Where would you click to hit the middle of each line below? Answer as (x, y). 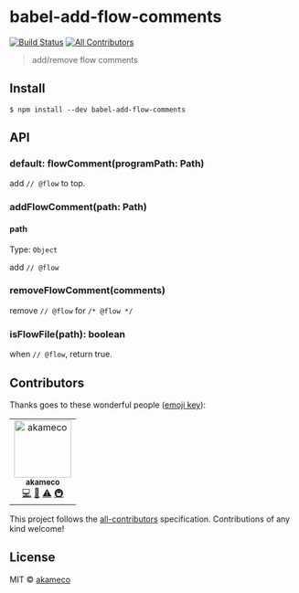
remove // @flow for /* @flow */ (71, 310)
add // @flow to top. (48, 184)
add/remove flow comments (85, 59)
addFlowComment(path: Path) (79, 207)
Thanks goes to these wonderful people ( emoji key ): (108, 405)
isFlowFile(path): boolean (68, 334)
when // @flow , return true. (61, 355)
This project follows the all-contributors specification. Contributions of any (150, 519)
